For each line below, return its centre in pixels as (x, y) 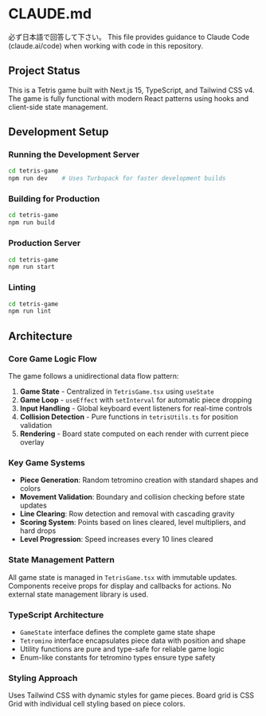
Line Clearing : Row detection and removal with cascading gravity (127, 514)
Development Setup (59, 132)
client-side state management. (59, 107)
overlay (32, 442)
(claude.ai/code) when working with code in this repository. (106, 45)
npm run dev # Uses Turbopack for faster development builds (117, 179)
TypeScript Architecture (56, 615)
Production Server (45, 243)
